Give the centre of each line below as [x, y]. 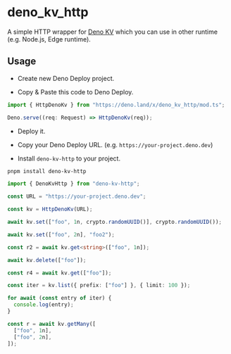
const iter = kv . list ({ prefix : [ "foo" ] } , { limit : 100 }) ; [99, 286]
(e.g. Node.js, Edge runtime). [49, 39]
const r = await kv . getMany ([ [52, 324]
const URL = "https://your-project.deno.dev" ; [77, 197]
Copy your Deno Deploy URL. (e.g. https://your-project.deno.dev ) [115, 144]
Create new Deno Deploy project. [66, 78]
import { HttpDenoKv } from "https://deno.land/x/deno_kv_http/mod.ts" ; [116, 105]
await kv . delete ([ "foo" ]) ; [47, 260]
